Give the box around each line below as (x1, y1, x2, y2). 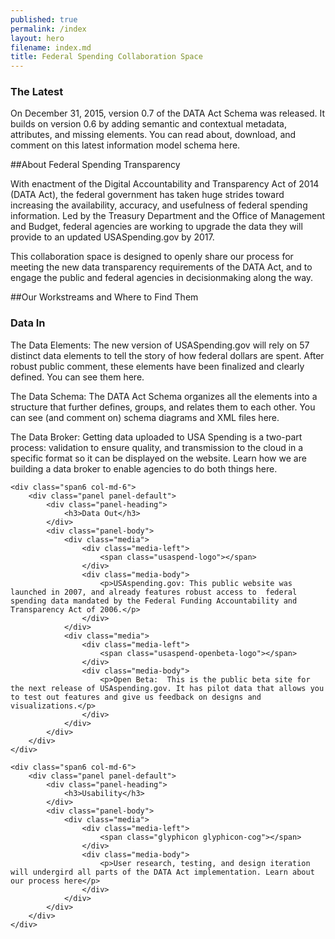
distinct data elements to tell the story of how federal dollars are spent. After (10, 349, 325, 361)
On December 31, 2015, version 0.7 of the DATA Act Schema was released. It (10, 107, 326, 120)
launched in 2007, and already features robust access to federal (10, 587, 298, 597)
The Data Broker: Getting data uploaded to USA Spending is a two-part (10, 431, 303, 443)
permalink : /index (10, 24, 87, 34)
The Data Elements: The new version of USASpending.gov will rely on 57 (10, 339, 310, 351)
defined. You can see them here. (10, 371, 145, 383)
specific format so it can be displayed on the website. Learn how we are (10, 452, 307, 464)
